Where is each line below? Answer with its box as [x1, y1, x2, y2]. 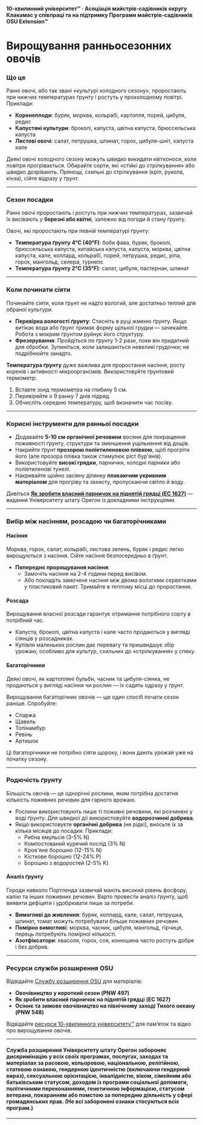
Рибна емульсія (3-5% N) [24, 833, 89, 841]
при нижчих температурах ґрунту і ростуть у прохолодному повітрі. [6, 94, 183, 101]
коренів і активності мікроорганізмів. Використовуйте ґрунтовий [6, 368, 174, 375]
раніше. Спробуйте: [6, 699, 57, 707]
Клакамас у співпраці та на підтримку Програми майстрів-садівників [6, 11, 193, 18]
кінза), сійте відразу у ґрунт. [6, 175, 80, 182]
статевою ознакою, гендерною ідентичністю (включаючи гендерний [6, 1065, 190, 1073]
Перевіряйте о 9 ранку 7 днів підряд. [14, 392, 111, 399]
